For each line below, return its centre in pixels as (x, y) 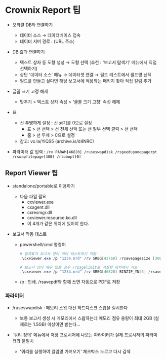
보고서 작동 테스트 (29, 234)
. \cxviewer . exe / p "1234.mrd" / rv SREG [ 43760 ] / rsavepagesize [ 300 (90, 258)
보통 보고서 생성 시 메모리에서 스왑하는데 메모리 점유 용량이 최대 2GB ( (87, 318)
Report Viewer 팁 (32, 173)
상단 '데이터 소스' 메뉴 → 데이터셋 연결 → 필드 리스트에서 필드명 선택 (85, 74)
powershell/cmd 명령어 (43, 244)
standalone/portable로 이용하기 (43, 186)
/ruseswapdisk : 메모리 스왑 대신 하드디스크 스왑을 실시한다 (70, 307)
